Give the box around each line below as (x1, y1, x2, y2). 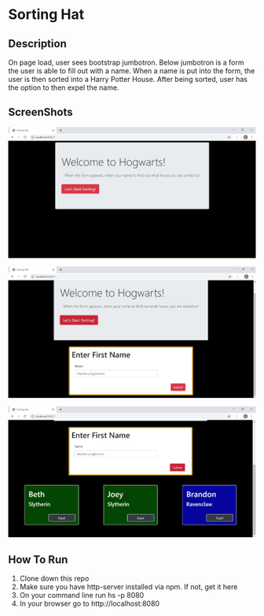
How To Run (8, 553, 68, 566)
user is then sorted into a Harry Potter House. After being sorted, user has (8, 75, 247, 83)
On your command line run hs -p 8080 (19, 590, 145, 599)
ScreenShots (8, 106, 73, 119)
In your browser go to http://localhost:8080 (19, 599, 159, 608)
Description (8, 37, 67, 50)
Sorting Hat (8, 6, 85, 24)
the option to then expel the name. (8, 83, 119, 92)
